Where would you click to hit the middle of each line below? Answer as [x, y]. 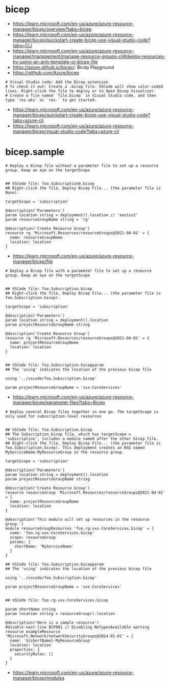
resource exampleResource [33, 632]
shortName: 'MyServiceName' [44, 546]
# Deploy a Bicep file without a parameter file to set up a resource [82, 166]
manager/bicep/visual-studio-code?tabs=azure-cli [66, 131]
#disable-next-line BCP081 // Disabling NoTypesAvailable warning [77, 627]
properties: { [25, 650]
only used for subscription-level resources [53, 416]
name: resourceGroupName [36, 237]
